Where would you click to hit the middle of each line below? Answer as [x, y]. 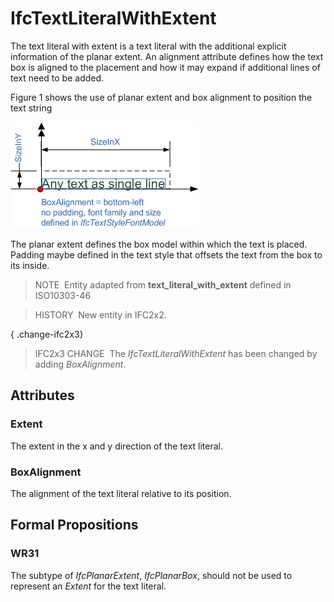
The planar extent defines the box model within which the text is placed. [159, 244]
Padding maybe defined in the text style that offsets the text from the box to [166, 254]
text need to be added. [57, 78]
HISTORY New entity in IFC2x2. [100, 314]
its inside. [30, 265]
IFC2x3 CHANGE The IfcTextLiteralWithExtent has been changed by [176, 353]
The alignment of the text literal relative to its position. [121, 493]
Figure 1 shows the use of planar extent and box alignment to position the [161, 97]
